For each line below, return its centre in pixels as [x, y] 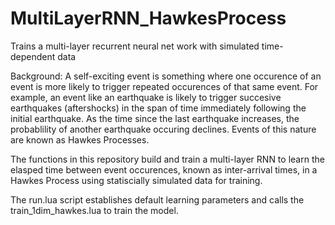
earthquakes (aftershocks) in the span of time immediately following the [158, 108]
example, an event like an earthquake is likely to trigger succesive [146, 97]
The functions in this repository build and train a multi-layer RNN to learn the [167, 159]
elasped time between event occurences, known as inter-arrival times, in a [164, 169]
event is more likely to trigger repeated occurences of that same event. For [164, 86]
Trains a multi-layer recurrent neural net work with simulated [135, 46]
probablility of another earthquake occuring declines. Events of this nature [163, 129]
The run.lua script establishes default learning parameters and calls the [157, 199]
